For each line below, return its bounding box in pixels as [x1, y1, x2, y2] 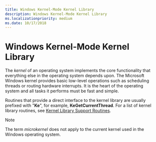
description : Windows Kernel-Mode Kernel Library [5, 12, 108, 16]
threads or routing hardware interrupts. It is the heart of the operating [5, 83, 144, 89]
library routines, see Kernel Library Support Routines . [5, 108, 111, 114]
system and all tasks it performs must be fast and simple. [5, 88, 119, 94]
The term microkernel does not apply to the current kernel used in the [5, 127, 144, 132]
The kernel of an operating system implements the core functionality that [5, 68, 151, 73]
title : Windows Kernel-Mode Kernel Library [5, 7, 94, 12]
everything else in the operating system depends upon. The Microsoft [5, 73, 144, 79]
